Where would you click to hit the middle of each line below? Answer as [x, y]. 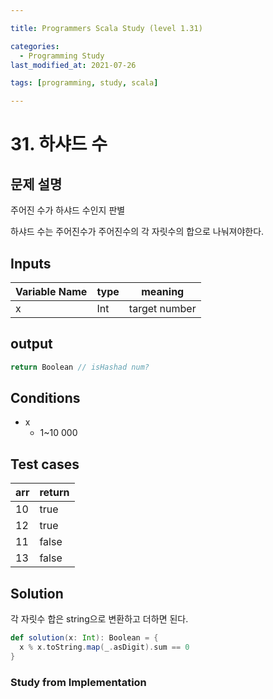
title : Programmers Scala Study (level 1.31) [106, 28]
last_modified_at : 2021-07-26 [73, 65]
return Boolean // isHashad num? [80, 367]
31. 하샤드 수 [59, 144]
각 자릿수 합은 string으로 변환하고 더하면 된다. [99, 619]
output [31, 344]
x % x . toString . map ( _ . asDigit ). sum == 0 [104, 647]
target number [162, 308]
